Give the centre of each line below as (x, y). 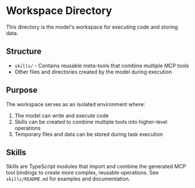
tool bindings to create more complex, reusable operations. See (82, 173)
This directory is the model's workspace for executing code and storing (92, 27)
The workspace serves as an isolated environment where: (76, 104)
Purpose (22, 90)
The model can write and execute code (62, 116)
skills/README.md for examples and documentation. (68, 179)
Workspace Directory (59, 11)
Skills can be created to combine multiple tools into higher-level (91, 121)
